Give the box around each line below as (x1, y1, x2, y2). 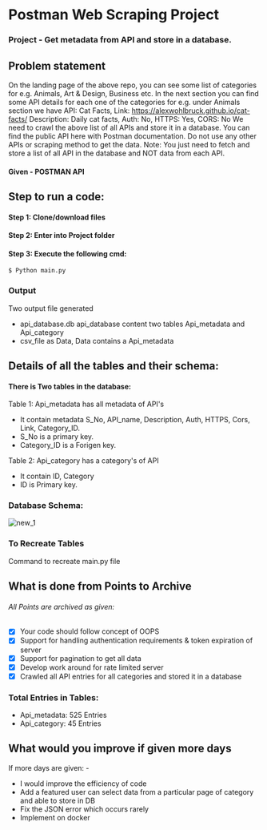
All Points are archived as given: (8, 602, 115, 611)
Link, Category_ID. (19, 423, 81, 433)
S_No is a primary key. (19, 432, 94, 441)
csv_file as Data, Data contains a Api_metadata (19, 336, 174, 345)
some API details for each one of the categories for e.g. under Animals (8, 97, 241, 107)
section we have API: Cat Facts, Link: (8, 106, 130, 115)
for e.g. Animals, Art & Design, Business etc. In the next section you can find (8, 88, 260, 98)
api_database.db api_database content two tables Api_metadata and (19, 319, 245, 328)
